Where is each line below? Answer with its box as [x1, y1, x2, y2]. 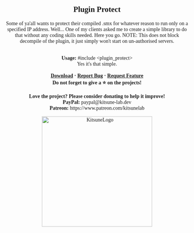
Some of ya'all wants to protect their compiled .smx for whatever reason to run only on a [6, 20, 188, 26]
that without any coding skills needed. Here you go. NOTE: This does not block [15, 32, 179, 38]
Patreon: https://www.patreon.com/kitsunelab [49, 105, 145, 111]
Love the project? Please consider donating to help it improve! [29, 93, 165, 99]
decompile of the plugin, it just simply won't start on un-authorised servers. [19, 38, 175, 44]
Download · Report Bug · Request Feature [51, 72, 143, 79]
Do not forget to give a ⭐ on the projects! [52, 79, 142, 86]
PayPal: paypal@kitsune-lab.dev [62, 99, 132, 105]
